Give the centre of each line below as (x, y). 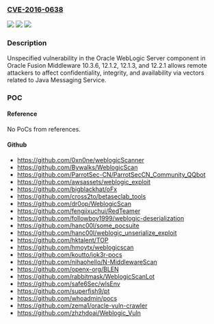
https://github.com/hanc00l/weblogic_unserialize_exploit (97, 233)
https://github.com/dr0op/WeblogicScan (74, 203)
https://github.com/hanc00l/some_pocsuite (78, 225)
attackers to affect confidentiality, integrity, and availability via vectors (106, 73)
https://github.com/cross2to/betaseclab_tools (81, 196)
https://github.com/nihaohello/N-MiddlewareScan (87, 262)
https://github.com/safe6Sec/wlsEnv (69, 284)
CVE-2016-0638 (35, 10)
